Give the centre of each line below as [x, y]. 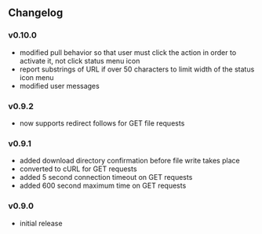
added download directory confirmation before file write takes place [130, 161]
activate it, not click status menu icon [80, 60]
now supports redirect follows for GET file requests [102, 123]
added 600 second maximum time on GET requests [103, 186]
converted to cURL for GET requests [78, 169]
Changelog [36, 13]
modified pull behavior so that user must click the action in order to [128, 52]
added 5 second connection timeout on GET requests [106, 177]
